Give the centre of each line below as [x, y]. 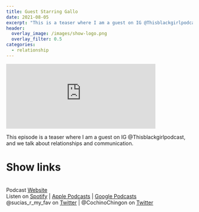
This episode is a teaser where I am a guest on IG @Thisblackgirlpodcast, [96, 137]
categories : [21, 45]
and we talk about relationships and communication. [70, 143]
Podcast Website [27, 189]
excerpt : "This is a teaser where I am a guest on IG [74, 23]
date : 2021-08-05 [28, 17]
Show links [33, 167]
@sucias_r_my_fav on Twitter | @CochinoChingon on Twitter [80, 203]
